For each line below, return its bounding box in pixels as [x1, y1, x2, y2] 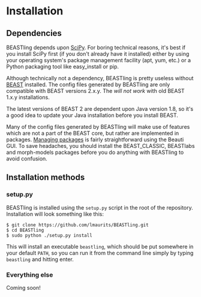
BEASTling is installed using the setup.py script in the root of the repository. [6, 204, 193, 211]
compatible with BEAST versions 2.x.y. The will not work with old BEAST [6, 87, 185, 94]
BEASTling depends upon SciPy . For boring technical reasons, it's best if [6, 44, 186, 51]
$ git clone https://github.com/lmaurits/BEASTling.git [6, 222, 149, 228]
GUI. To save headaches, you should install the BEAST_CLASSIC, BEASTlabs [6, 143, 195, 149]
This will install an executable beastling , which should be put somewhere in [6, 243, 194, 250]
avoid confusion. [6, 155, 48, 162]
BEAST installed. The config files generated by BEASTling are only [6, 81, 170, 88]
